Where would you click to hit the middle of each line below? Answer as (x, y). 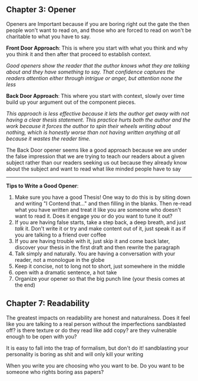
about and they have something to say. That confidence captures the (90, 72)
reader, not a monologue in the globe (60, 260)
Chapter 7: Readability (48, 303)
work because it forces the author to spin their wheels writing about (89, 126)
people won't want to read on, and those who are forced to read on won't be (99, 30)
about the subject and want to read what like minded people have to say (94, 169)
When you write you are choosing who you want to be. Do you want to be (95, 366)
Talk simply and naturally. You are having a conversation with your (95, 254)
